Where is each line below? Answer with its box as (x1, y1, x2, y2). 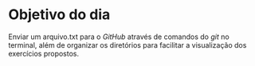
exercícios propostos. (8, 49, 80, 58)
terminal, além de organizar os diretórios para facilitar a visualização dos (8, 40, 247, 49)
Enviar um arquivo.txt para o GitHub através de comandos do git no (8, 32, 229, 41)
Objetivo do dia (8, 6, 111, 24)
